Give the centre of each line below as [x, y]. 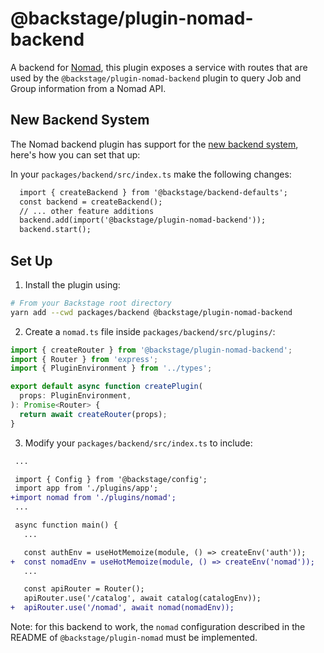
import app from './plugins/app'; [86, 488]
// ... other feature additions [87, 211]
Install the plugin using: [72, 284]
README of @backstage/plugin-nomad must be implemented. [134, 638]
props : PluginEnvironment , [75, 396]
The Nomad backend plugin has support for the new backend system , [154, 144]
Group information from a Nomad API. [88, 88]
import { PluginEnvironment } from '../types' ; [111, 368]
